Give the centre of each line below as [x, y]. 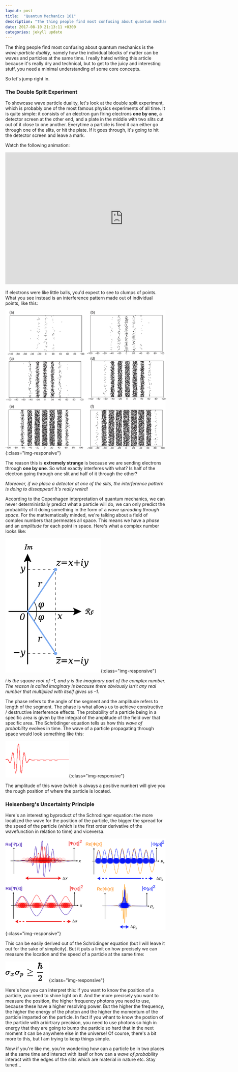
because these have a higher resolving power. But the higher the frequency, [85, 1006]
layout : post [19, 11]
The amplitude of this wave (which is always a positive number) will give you [85, 786]
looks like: [16, 531]
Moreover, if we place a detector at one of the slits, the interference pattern [84, 483]
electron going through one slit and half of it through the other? [71, 474]
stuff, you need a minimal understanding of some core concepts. [73, 69]
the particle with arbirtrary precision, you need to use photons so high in [81, 1022]
